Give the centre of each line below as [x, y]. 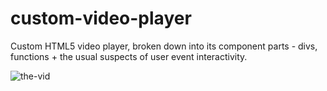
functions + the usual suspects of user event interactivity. [129, 56]
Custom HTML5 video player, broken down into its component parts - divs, [164, 46]
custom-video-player [101, 18]
